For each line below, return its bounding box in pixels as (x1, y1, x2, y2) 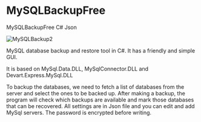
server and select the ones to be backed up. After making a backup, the (6, 89, 186, 97)
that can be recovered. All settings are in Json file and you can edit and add (6, 102, 195, 109)
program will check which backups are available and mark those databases (6, 96, 194, 103)
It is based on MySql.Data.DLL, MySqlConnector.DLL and (6, 65, 149, 72)
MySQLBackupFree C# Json (6, 24, 77, 31)
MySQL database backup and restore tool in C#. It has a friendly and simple (6, 47, 196, 54)
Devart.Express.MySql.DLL (6, 71, 73, 79)
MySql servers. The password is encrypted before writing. (6, 109, 152, 116)
